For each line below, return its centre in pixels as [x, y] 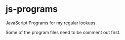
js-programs [32, 9]
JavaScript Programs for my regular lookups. [51, 23]
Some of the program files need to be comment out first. [63, 32]
